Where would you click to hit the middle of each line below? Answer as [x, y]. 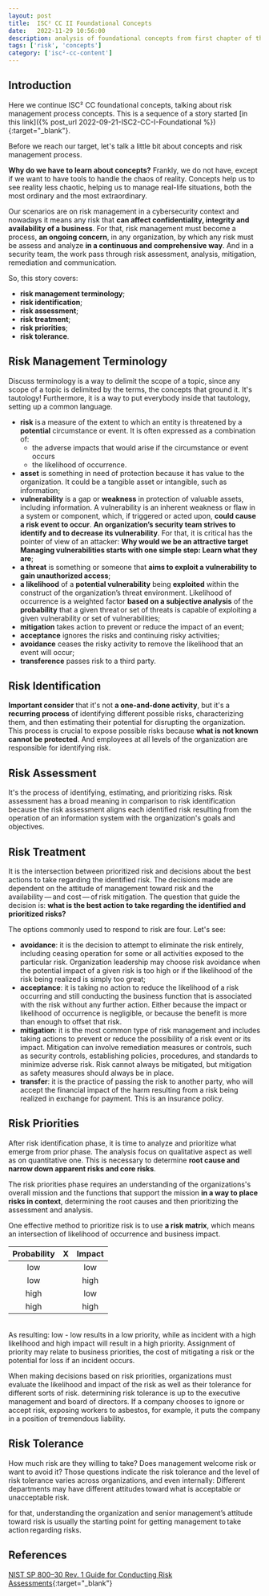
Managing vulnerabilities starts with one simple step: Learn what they [139, 550]
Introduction [40, 85]
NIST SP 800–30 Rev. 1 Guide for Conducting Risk [90, 1574]
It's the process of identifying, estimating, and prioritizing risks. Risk [120, 792]
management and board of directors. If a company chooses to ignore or [126, 1401]
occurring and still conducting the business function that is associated [136, 996]
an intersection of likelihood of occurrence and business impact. [114, 1234]
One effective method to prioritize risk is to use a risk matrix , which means [132, 1225]
